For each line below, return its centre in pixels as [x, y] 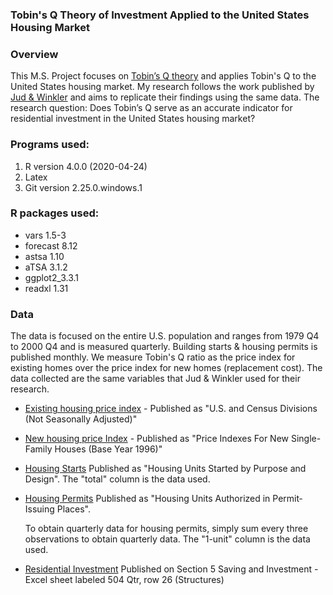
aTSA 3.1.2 [46, 267]
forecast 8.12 [51, 245]
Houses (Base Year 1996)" [108, 449]
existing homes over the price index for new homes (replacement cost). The [166, 368]
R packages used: [55, 213]
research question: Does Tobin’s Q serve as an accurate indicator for [151, 108]
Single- [306, 439]
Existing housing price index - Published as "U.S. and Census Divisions [171, 409]
